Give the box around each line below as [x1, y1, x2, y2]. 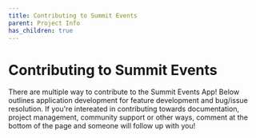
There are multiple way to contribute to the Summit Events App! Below [8, 87, 240, 97]
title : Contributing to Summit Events [8, 11, 138, 20]
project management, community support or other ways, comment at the [8, 112, 248, 122]
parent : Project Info [8, 19, 81, 27]
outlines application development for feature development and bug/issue [8, 96, 248, 105]
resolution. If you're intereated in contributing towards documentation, [8, 104, 240, 114]
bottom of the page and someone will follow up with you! [8, 121, 196, 131]
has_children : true [8, 26, 74, 34]
